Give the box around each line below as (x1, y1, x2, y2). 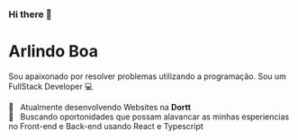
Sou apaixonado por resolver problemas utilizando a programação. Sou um (8, 71, 287, 82)
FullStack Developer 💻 (8, 81, 94, 92)
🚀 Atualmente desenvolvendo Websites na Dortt (8, 101, 191, 112)
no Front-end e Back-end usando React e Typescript (8, 120, 203, 131)
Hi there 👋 (8, 8, 53, 21)
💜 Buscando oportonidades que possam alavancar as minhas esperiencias (8, 111, 290, 122)
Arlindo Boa (8, 41, 99, 62)
